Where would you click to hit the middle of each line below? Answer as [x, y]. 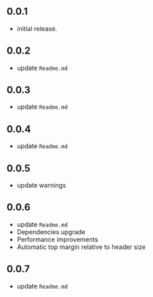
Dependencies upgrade [51, 231]
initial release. [37, 28]
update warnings [41, 186]
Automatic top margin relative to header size [81, 247]
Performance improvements [57, 239]
